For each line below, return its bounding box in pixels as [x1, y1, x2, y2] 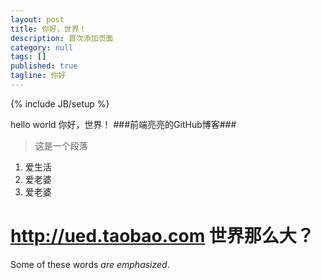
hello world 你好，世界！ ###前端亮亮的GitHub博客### [10, 118, 237, 130]
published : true [10, 61, 78, 71]
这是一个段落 [34, 139, 88, 151]
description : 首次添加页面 [10, 33, 114, 43]
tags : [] [10, 52, 47, 62]
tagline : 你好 [10, 71, 67, 81]
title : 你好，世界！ [10, 24, 87, 34]
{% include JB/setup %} [10, 97, 110, 110]
